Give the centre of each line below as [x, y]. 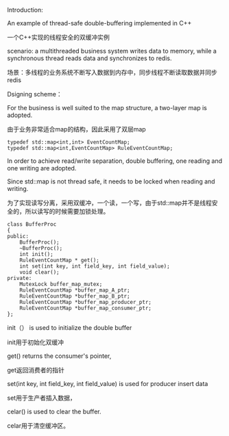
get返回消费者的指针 [36, 370]
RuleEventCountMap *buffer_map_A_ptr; [75, 290]
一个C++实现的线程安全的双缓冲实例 [58, 37]
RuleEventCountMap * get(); [59, 260]
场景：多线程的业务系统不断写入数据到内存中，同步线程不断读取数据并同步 [112, 72]
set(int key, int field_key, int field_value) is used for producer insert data [108, 384]
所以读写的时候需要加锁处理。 [67, 211]
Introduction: [25, 10]
